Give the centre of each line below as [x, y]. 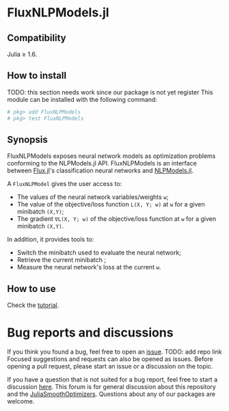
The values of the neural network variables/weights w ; [93, 197]
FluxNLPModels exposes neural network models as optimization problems [111, 156]
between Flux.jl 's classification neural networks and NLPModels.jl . [100, 171]
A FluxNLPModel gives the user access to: [65, 184]
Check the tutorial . [33, 305]
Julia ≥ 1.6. [22, 54]
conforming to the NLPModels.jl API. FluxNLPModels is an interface [102, 163]
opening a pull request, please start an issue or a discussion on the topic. [110, 367]
